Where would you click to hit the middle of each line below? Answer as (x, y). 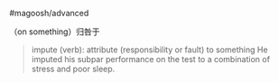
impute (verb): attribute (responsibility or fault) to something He (149, 50)
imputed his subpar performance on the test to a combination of (151, 59)
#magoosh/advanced (49, 13)
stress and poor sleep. (73, 69)
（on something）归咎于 (55, 32)
